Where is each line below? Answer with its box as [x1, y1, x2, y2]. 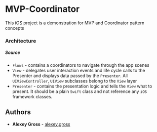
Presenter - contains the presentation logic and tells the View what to [12, 83, 152, 89]
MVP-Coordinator [5, 3, 80, 15]
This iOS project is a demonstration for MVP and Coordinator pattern [5, 20, 145, 26]
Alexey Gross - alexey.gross [12, 121, 71, 127]
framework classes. [12, 93, 53, 99]
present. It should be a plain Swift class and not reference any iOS [12, 88, 147, 94]
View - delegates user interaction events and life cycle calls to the [12, 67, 146, 73]
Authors [5, 108, 31, 117]
